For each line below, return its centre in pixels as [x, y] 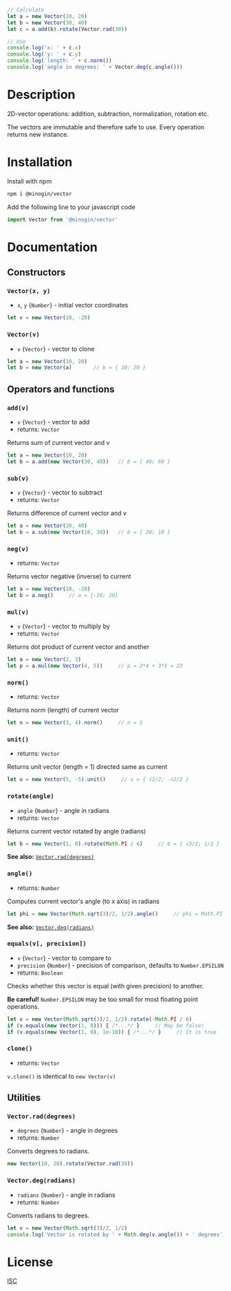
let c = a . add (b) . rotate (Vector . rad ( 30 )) [67, 29]
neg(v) [18, 549]
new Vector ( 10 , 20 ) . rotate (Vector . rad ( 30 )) [70, 1164]
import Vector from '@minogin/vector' [63, 219]
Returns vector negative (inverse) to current [69, 576]
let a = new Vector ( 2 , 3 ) [44, 660]
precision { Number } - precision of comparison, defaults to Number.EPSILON [120, 965]
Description [41, 95]
